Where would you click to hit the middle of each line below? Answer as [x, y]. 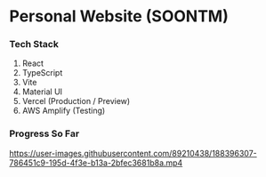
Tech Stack [34, 44]
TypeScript [42, 73]
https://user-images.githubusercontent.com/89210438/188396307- [133, 153]
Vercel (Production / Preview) [76, 101]
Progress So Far [44, 133]
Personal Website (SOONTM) [119, 16]
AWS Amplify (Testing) [64, 111]
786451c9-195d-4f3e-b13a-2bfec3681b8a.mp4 [96, 163]
